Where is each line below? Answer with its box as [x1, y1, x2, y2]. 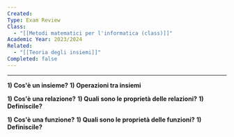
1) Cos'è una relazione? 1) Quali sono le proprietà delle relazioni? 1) [7, 95, 204, 103]
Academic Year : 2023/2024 [7, 36, 82, 43]
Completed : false [7, 56, 58, 63]
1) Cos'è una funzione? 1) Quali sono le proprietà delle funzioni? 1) [7, 115, 202, 124]
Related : [7, 42, 33, 49]
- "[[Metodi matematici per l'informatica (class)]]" [13, 29, 173, 37]
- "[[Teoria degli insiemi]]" [13, 49, 101, 56]
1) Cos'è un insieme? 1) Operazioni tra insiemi [7, 81, 141, 89]
